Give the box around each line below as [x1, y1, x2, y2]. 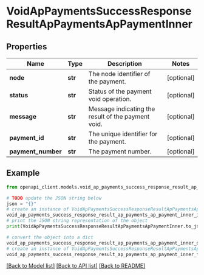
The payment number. [88, 147, 152, 156]
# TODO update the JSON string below [6, 195, 102, 201]
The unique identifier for [88, 130, 158, 138]
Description [107, 60, 143, 68]
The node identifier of [88, 70, 151, 78]
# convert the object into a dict [6, 234, 94, 240]
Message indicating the [88, 105, 155, 113]
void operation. [88, 95, 132, 103]
